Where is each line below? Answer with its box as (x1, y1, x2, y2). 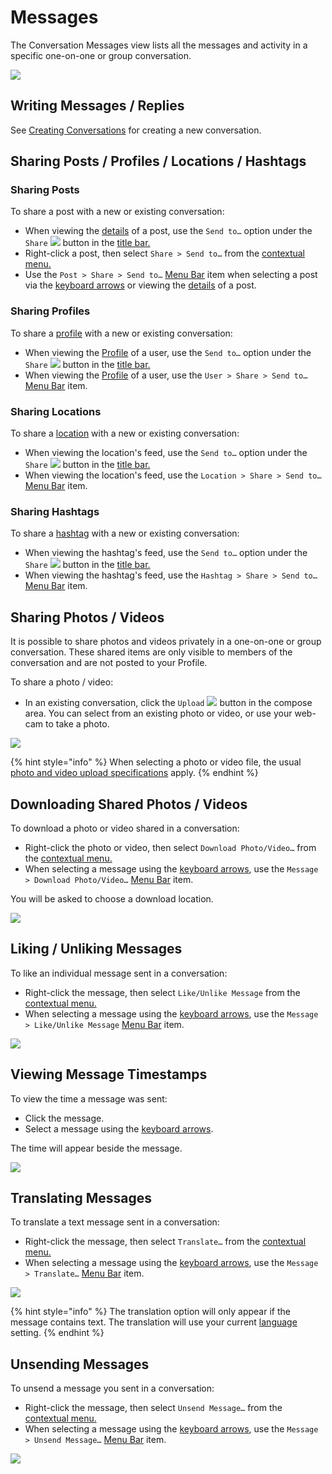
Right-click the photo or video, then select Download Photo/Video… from (24, 841, 317, 853)
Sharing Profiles (10, 304, 91, 318)
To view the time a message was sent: (10, 1092, 168, 1105)
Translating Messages (10, 1189, 153, 1206)
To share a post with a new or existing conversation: (10, 206, 225, 218)
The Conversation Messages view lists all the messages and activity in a (10, 39, 308, 51)
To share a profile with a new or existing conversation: (10, 327, 233, 339)
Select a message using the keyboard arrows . (24, 1122, 214, 1135)
